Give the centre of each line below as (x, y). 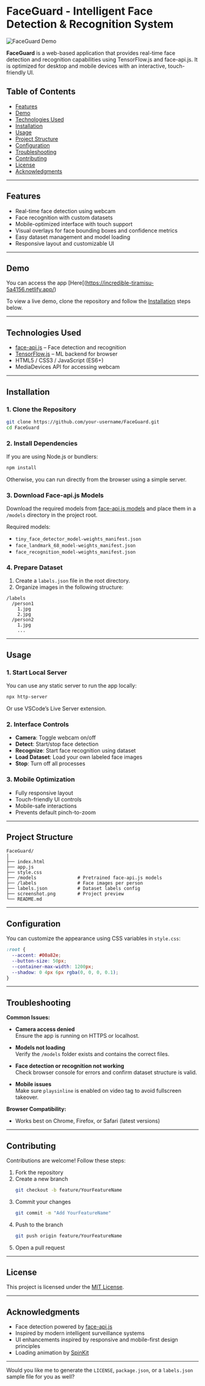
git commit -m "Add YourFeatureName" (63, 1213)
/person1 (23, 604)
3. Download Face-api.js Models (55, 495)
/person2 (23, 620)
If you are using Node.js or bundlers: (52, 456)
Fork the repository (39, 1173)
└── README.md (24, 899)
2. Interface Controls (38, 724)
